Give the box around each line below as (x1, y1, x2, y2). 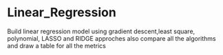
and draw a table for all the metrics (7, 41, 107, 50)
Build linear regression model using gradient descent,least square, (7, 27, 195, 35)
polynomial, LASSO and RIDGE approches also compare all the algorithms (7, 34, 216, 42)
